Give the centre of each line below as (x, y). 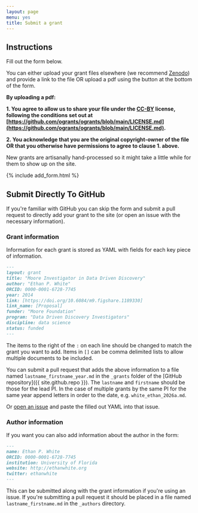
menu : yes (19, 17)
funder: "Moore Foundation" (41, 312)
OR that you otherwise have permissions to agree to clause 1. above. (93, 146)
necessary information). (36, 221)
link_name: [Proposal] (34, 306)
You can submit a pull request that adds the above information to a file (93, 370)
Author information (35, 422)
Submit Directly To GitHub (56, 194)
